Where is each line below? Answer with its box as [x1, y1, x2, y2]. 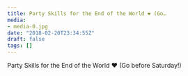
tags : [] [7, 42, 33, 49]
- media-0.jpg [7, 23, 49, 30]
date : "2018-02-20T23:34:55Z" [7, 29, 95, 37]
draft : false [7, 36, 45, 43]
